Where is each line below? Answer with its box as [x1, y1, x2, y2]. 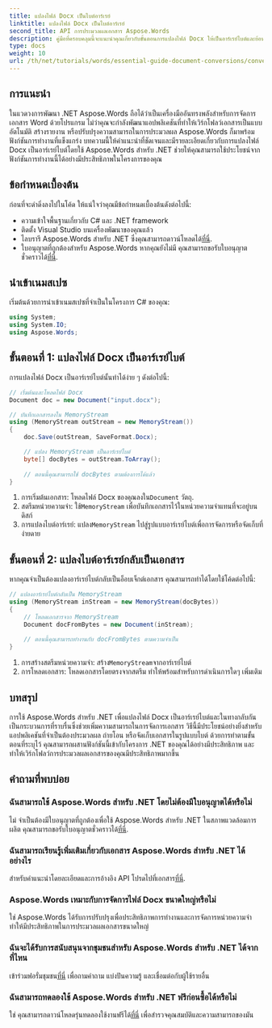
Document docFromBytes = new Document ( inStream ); [23, 620, 195, 628]
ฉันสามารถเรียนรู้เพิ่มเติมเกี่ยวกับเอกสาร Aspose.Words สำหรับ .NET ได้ [9, 844, 245, 856]
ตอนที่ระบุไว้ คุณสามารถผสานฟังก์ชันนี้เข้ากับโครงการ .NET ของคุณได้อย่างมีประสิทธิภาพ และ [9, 739, 255, 749]
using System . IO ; [9, 321, 68, 329]
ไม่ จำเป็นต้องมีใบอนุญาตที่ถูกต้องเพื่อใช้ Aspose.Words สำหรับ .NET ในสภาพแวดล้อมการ [9, 814, 257, 825]
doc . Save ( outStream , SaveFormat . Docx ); [23, 434, 158, 442]
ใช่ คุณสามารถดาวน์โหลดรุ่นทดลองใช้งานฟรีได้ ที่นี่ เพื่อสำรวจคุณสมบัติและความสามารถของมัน [9, 1009, 253, 1019]
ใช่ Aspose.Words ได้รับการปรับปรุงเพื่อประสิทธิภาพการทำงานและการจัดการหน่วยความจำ [9, 912, 253, 922]
